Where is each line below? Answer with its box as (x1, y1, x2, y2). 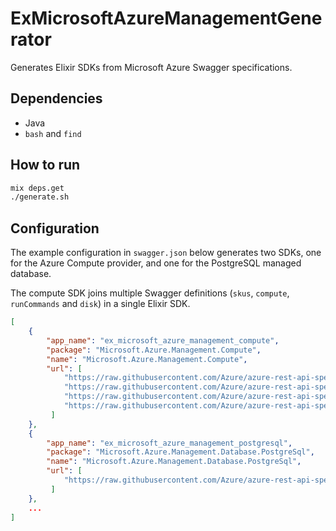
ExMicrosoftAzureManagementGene (10, 7, 323, 30)
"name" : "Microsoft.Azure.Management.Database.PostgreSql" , (46, 457, 302, 467)
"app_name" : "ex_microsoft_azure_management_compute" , (46, 335, 280, 346)
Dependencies (10, 90, 103, 107)
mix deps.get (10, 183, 65, 193)
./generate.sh (10, 192, 70, 202)
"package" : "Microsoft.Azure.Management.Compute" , (46, 345, 262, 355)
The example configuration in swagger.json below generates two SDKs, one (10, 247, 322, 259)
